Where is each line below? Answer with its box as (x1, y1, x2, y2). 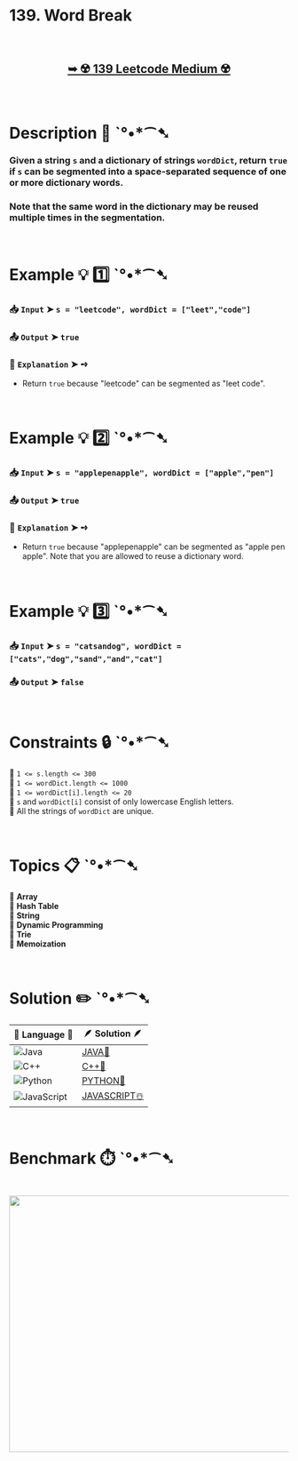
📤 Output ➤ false (9, 676, 84, 689)
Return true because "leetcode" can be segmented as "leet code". (21, 379, 266, 389)
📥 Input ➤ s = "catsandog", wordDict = (9, 639, 182, 651)
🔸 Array (9, 890, 38, 902)
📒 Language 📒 (13, 1028, 74, 1041)
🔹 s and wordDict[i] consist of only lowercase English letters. (9, 796, 234, 807)
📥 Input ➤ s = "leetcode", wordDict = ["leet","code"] (9, 303, 251, 315)
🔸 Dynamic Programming (9, 919, 104, 930)
